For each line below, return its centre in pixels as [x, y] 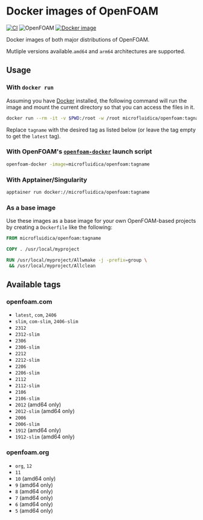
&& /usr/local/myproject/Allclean [52, 266]
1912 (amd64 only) [38, 431]
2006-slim [27, 425]
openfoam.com [29, 301]
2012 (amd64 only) [38, 405]
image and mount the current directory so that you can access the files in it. [101, 107]
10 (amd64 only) [35, 478]
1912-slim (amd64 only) [45, 437]
